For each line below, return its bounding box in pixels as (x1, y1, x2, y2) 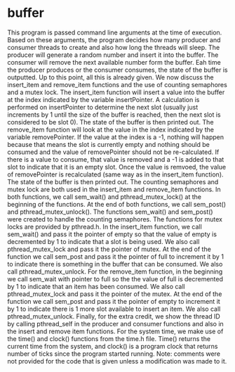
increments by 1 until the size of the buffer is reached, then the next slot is (7, 110, 221, 119)
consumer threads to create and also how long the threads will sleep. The (7, 43, 220, 51)
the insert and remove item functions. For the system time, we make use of (7, 327, 224, 335)
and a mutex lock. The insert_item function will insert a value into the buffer (7, 88, 225, 96)
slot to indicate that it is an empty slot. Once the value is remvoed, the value (7, 162, 227, 171)
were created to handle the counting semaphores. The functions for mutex (7, 214, 223, 223)
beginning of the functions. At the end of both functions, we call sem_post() (7, 200, 227, 208)
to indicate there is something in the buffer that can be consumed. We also (7, 259, 223, 268)
